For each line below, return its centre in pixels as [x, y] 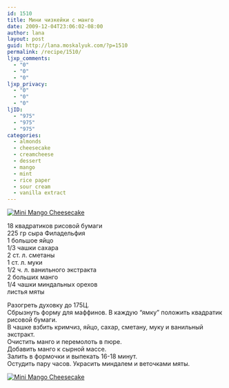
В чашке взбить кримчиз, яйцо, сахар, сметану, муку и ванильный [105, 327]
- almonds [27, 142]
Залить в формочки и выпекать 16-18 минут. [72, 356]
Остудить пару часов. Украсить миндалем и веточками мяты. [99, 364]
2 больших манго [33, 277]
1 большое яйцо [30, 241]
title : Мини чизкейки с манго [51, 20]
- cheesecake [32, 148]
